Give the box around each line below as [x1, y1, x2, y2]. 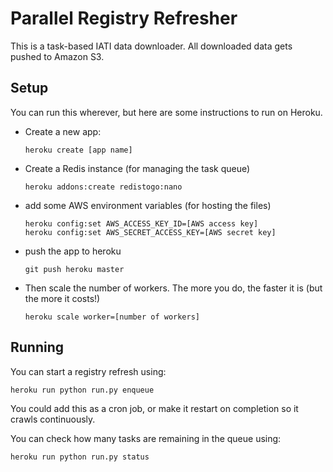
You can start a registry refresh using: [10, 365, 167, 377]
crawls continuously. [10, 413, 96, 425]
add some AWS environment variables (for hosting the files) [24, 199, 272, 211]
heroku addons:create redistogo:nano [24, 182, 183, 192]
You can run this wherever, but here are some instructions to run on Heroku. [10, 106, 323, 118]
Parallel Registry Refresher [10, 7, 238, 30]
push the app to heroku [24, 245, 122, 257]
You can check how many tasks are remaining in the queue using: [10, 432, 282, 444]
